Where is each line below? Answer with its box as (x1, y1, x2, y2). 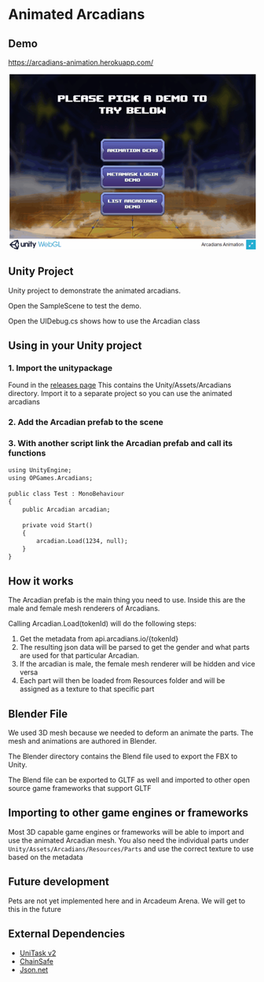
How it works (8, 574, 74, 588)
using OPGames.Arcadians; (8, 474, 93, 482)
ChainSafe (19, 956, 53, 965)
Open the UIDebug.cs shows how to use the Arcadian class (8, 316, 200, 326)
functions (8, 448, 46, 459)
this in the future (8, 904, 61, 914)
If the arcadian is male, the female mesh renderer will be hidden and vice (19, 659, 255, 669)
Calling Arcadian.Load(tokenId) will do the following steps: (8, 619, 197, 629)
